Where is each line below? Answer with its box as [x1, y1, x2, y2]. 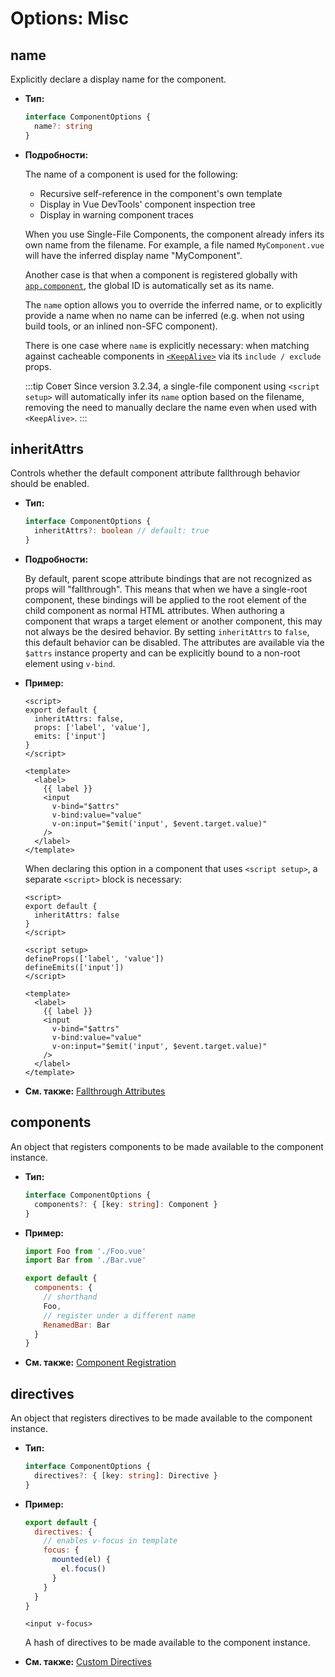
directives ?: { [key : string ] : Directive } [34, 1470, 218, 1481]
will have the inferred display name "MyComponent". [24, 249, 243, 261]
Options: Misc [10, 7, 130, 30]
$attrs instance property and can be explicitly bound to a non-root [24, 647, 301, 659]
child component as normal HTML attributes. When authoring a [24, 605, 285, 617]
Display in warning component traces [39, 208, 194, 221]
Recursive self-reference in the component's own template [39, 187, 283, 199]
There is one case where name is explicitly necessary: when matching [24, 339, 310, 351]
